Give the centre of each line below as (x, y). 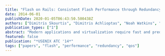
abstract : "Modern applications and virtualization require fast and (78, 32)
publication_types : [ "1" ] (31, 28)
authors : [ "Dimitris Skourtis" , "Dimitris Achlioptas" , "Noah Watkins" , (81, 23)
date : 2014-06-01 (23, 14)
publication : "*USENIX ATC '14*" (39, 41)
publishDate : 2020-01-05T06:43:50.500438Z (49, 19)
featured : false (22, 37)
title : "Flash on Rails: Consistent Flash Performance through (71, 9)
